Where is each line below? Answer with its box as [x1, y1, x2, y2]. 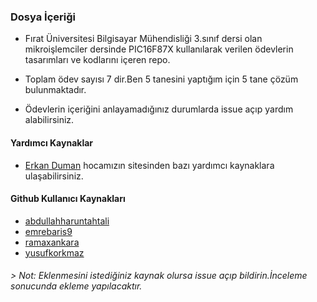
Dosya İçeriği [10, 10, 76, 24]
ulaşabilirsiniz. [24, 170, 84, 182]
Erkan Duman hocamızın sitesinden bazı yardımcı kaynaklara [24, 159, 275, 171]
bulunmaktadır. [24, 84, 87, 96]
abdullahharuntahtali [24, 215, 110, 227]
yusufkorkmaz [24, 246, 85, 259]
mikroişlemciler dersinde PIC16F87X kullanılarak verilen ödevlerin [24, 43, 294, 55]
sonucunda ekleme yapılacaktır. [10, 280, 143, 292]
